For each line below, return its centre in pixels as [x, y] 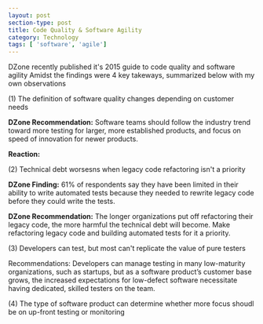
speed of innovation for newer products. [73, 139]
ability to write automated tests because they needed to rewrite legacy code [131, 193]
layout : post [29, 15]
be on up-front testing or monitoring [67, 312]
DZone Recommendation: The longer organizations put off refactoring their [131, 217]
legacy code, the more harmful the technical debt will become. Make [119, 225]
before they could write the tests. [62, 202]
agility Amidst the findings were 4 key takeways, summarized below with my [131, 75]
